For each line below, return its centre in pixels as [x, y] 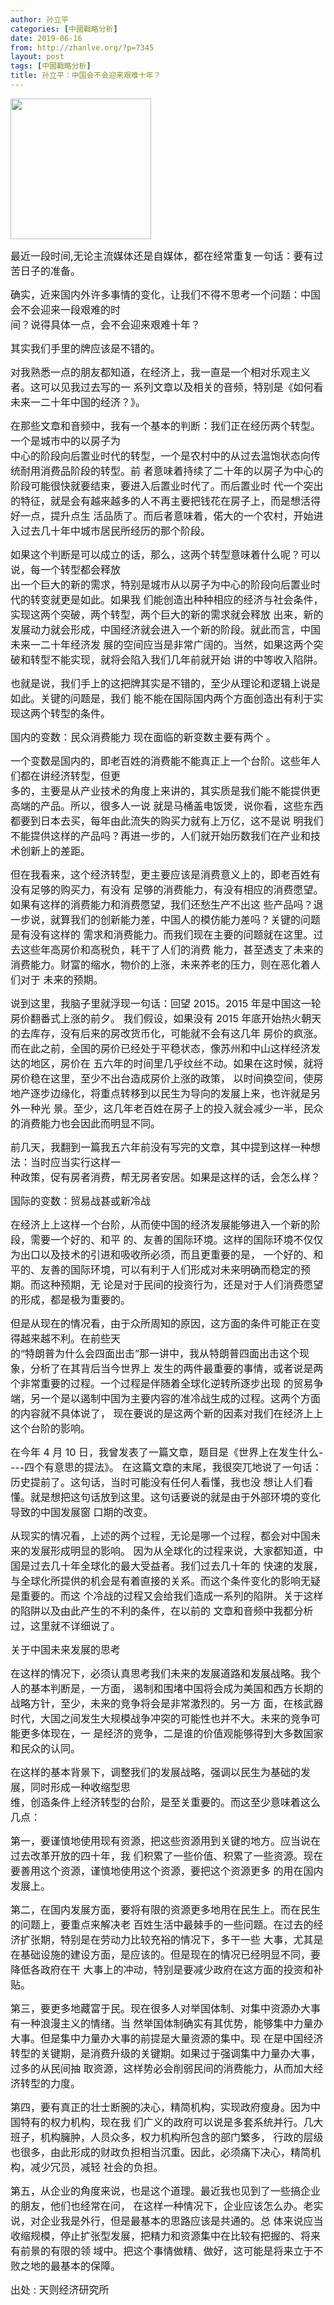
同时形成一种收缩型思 [81, 1787]
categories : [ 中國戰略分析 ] [64, 29]
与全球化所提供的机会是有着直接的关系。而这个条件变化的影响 [156, 1581]
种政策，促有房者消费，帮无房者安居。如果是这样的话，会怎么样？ [166, 1177]
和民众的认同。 [46, 1748]
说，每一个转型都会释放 [66, 569]
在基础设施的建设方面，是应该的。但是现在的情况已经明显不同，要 [166, 1954]
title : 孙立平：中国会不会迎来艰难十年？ [86, 76]
